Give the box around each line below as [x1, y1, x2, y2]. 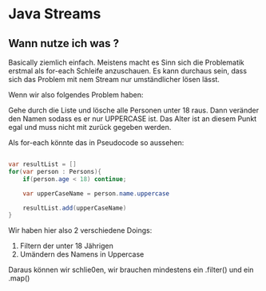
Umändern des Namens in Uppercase [19, 250, 145, 259]
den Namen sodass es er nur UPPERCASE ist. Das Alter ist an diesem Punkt [8, 114, 257, 124]
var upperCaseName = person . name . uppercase [22, 189, 170, 198]
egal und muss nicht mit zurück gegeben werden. [8, 123, 172, 132]
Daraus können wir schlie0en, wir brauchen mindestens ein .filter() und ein [8, 265, 254, 275]
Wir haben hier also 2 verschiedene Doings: [8, 226, 153, 235]
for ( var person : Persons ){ [8, 167, 102, 175]
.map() [8, 273, 30, 283]
